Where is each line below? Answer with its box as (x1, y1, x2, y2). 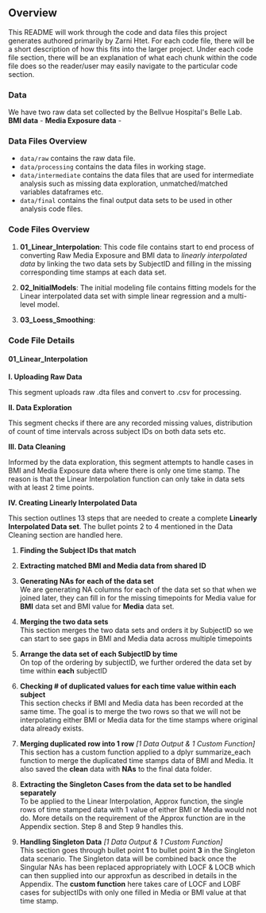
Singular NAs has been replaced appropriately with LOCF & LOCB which (19, 862, 256, 872)
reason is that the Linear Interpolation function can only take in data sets (8, 474, 245, 483)
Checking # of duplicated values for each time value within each (19, 681, 237, 691)
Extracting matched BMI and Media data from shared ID (19, 561, 206, 570)
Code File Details (8, 335, 75, 346)
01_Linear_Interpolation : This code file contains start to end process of (19, 242, 255, 251)
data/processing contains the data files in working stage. (19, 162, 206, 171)
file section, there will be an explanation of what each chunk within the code (8, 52, 257, 62)
